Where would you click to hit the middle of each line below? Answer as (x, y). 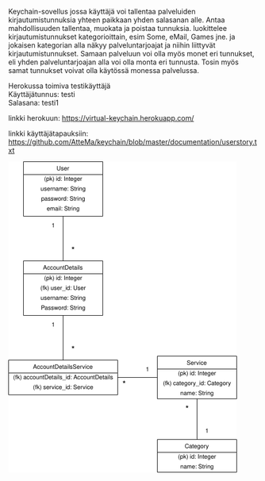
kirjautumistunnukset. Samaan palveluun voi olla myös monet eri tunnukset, (132, 54)
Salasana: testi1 (34, 103)
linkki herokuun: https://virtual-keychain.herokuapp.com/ (101, 118)
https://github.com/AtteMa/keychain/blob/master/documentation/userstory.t (133, 142)
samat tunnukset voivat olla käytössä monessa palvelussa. (104, 70)
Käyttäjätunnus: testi (42, 94)
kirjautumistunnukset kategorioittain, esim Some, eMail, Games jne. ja (122, 37)
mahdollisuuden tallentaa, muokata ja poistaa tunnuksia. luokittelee (118, 28)
